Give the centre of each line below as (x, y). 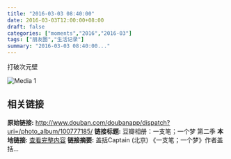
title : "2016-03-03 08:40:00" (51, 14)
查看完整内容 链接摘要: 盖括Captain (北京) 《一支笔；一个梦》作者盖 (126, 139)
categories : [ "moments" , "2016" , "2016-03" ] (70, 33)
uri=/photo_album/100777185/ (50, 131)
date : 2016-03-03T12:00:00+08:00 (56, 20)
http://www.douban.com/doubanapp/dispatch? (103, 122)
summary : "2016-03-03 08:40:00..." (59, 46)
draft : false (26, 26)
